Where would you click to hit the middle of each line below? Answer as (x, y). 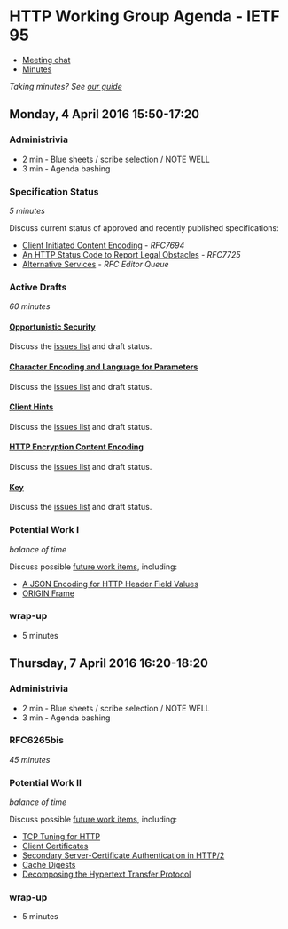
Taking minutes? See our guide (66, 86)
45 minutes (30, 759)
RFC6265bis (37, 741)
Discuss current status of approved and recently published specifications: (144, 227)
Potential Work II (46, 782)
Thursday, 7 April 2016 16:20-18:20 (109, 663)
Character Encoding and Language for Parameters (104, 367)
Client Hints (31, 407)
